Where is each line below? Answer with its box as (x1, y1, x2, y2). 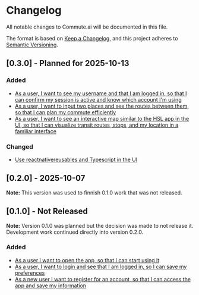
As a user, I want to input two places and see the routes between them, (14, 102, 189, 109)
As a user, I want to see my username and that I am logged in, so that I (14, 90, 187, 97)
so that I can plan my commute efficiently (14, 108, 116, 116)
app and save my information (14, 282, 87, 289)
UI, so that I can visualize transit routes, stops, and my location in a (14, 121, 179, 128)
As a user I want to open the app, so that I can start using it (14, 256, 160, 263)
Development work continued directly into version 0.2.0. (6, 228, 144, 236)
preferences (14, 269, 45, 277)
